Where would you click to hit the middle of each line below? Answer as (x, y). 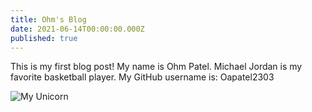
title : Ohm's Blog (48, 19)
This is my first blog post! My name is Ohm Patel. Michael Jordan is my (156, 67)
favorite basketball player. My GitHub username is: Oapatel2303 (142, 77)
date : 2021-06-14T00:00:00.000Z (77, 29)
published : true (44, 38)
